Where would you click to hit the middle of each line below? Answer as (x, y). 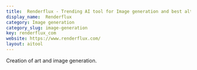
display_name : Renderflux (39, 17)
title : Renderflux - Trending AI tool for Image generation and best (94, 11)
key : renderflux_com (31, 33)
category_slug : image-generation (47, 28)
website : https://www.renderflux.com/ (53, 38)
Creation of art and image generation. (52, 60)
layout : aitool (25, 44)
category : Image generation (40, 22)
